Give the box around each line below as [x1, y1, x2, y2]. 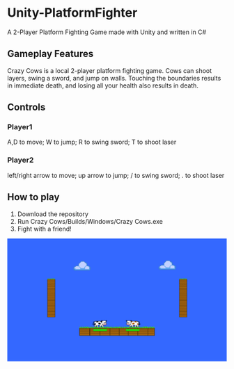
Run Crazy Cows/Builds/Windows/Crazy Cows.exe [17, 217, 164, 225]
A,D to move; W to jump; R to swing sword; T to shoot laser [7, 138, 177, 147]
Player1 [7, 122, 33, 132]
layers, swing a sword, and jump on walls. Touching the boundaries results [7, 74, 221, 82]
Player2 [7, 155, 34, 165]
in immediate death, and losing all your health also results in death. [7, 81, 198, 90]
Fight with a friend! [17, 224, 72, 233]
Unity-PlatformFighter [7, 5, 138, 21]
